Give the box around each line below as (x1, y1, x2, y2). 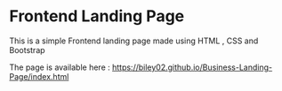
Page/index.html (9, 71, 69, 81)
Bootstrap (9, 44, 46, 55)
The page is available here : (9, 62, 111, 72)
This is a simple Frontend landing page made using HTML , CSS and (9, 35, 259, 46)
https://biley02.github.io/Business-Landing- (111, 62, 273, 72)
